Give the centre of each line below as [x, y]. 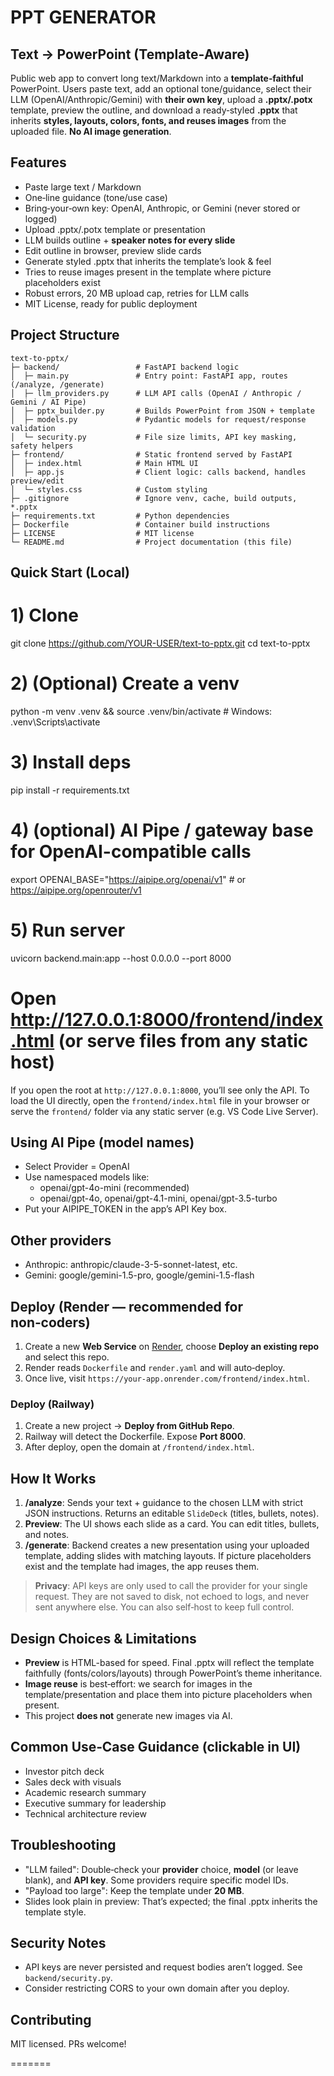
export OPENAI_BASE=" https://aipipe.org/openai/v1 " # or [128, 879]
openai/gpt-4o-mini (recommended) [114, 1188]
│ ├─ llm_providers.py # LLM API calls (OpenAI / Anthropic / [156, 393]
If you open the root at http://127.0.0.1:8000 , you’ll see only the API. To [160, 1090]
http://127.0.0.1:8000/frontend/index [167, 1019]
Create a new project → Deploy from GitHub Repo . [129, 1426]
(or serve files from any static [183, 1040]
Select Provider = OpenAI [77, 1167]
